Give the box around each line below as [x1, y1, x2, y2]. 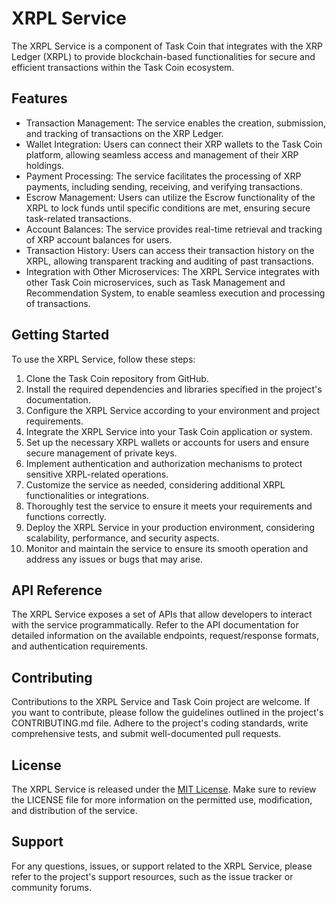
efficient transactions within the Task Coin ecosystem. [11, 61, 235, 73]
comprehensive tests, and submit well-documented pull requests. [11, 728, 282, 740]
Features [11, 90, 68, 107]
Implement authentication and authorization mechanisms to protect [25, 457, 303, 469]
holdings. [25, 159, 65, 171]
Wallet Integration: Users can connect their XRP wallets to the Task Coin [25, 138, 323, 150]
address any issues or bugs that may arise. [25, 553, 203, 565]
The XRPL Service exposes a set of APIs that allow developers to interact [11, 608, 313, 621]
